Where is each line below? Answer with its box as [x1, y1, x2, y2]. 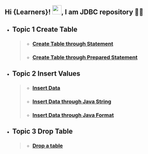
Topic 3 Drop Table [12, 127, 73, 136]
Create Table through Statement [32, 40, 114, 47]
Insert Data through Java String [32, 98, 112, 105]
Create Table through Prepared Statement [32, 54, 138, 61]
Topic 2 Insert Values [12, 69, 81, 78]
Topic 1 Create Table [12, 25, 78, 33]
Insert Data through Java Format [32, 112, 114, 119]
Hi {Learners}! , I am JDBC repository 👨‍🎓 [5, 8, 144, 17]
